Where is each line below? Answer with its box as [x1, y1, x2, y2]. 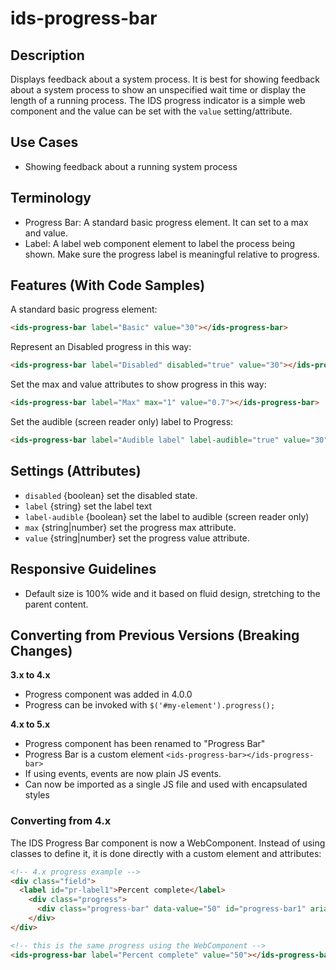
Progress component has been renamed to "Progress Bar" [24, 738, 266, 750]
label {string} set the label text [24, 500, 153, 512]
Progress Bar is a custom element [24, 748, 165, 761]
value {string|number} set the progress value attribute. [24, 532, 250, 544]
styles [24, 789, 50, 801]
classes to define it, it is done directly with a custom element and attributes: [10, 847, 322, 859]
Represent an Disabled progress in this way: [10, 341, 192, 353]
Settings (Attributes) [10, 463, 142, 480]
